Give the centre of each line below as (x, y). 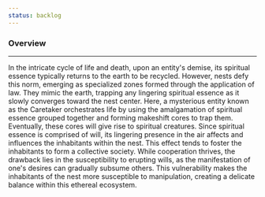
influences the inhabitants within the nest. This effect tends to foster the (125, 143)
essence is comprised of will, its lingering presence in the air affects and (126, 134)
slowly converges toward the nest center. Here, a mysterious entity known (129, 101)
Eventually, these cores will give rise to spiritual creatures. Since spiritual (126, 126)
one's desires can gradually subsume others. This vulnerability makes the (128, 168)
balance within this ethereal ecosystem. (73, 184)
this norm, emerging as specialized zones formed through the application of (131, 84)
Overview (27, 43)
